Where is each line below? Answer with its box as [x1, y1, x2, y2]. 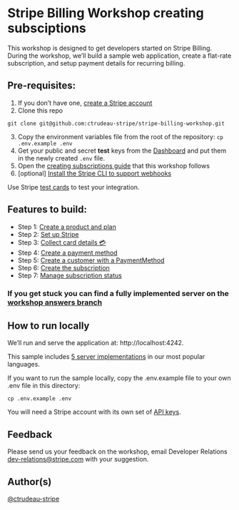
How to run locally [7, 320, 90, 332]
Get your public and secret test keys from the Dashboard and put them [17, 146, 227, 155]
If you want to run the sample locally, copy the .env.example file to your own [7, 374, 231, 382]
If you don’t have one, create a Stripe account [17, 98, 153, 107]
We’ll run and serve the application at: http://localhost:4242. [7, 339, 184, 347]
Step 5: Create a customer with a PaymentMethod [17, 255, 165, 265]
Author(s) [7, 476, 52, 488]
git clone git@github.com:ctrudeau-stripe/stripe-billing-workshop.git [7, 120, 225, 127]
